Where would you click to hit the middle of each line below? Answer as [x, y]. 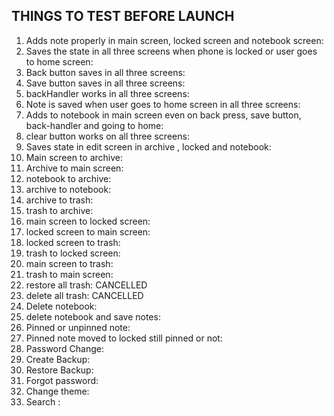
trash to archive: [59, 210]
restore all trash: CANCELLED [86, 285]
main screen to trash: [69, 263]
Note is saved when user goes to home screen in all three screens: [163, 104]
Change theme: [57, 391]
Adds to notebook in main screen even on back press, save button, [163, 115]
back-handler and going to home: [94, 125]
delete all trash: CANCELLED [84, 295]
